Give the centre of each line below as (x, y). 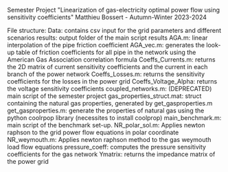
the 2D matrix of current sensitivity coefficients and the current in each (107, 67)
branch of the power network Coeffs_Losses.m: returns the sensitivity (106, 74)
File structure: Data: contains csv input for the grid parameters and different (114, 30)
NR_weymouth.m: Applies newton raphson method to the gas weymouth (109, 139)
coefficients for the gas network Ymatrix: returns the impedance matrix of (111, 154)
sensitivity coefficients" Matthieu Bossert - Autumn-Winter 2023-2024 (107, 17)
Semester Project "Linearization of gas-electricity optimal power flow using (114, 10)
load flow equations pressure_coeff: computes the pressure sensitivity (106, 147)
